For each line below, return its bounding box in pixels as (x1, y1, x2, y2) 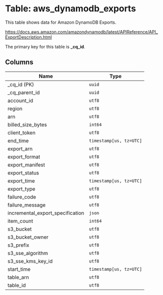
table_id (7, 282, 26, 289)
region (7, 105, 23, 112)
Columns (5, 58, 33, 67)
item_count (7, 217, 33, 224)
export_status (7, 169, 39, 176)
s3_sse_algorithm (7, 250, 48, 256)
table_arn (7, 274, 30, 281)
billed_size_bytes (7, 121, 47, 128)
